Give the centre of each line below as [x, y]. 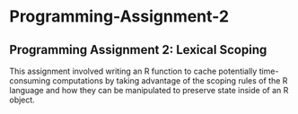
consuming [30, 81]
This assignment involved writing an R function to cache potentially [133, 71]
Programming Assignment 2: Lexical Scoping [138, 50]
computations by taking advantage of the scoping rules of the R [170, 81]
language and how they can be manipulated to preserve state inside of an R [149, 90]
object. [22, 100]
